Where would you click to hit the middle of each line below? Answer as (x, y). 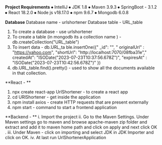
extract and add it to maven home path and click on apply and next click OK (81, 127)
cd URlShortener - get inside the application (56, 97)
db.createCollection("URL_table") (46, 42)
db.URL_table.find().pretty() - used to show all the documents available (83, 68)
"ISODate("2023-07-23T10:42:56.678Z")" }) (56, 63)
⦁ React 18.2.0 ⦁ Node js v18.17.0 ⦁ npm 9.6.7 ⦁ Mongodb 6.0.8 (67, 12)
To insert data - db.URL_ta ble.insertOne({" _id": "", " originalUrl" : (78, 47)
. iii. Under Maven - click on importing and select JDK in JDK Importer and (80, 132)
